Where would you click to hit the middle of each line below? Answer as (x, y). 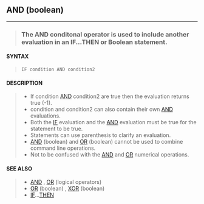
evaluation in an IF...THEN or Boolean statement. (94, 42)
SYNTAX (18, 57)
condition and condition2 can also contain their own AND (101, 110)
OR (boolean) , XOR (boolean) (67, 189)
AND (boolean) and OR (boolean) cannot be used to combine (107, 142)
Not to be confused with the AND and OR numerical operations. (110, 155)
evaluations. (45, 116)
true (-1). (41, 103)
